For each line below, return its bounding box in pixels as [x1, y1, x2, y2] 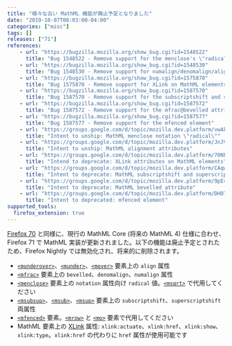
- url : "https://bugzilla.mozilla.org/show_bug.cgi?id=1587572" [19, 100, 209, 107]
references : [7, 42, 41, 49]
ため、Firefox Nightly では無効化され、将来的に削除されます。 [7, 246, 183, 255]
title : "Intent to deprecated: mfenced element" [25, 197, 168, 204]
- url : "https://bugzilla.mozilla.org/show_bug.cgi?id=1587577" [19, 113, 209, 120]
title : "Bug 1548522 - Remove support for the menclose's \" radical [25, 55, 227, 62]
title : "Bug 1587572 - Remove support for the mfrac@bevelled [25, 107, 209, 113]
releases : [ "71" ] [7, 36, 57, 43]
